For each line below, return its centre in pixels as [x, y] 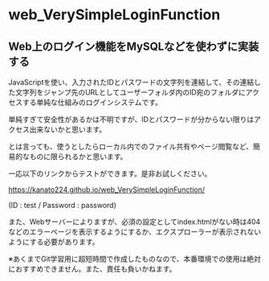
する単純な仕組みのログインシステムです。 [92, 102]
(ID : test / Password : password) [62, 205]
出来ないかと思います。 [68, 129]
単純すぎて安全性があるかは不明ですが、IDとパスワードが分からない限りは [131, 119]
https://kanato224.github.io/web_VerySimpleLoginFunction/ [107, 189]
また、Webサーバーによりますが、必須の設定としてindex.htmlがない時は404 [134, 222]
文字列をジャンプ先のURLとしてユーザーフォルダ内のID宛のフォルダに [130, 92]
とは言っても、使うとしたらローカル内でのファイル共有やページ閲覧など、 [131, 147]
